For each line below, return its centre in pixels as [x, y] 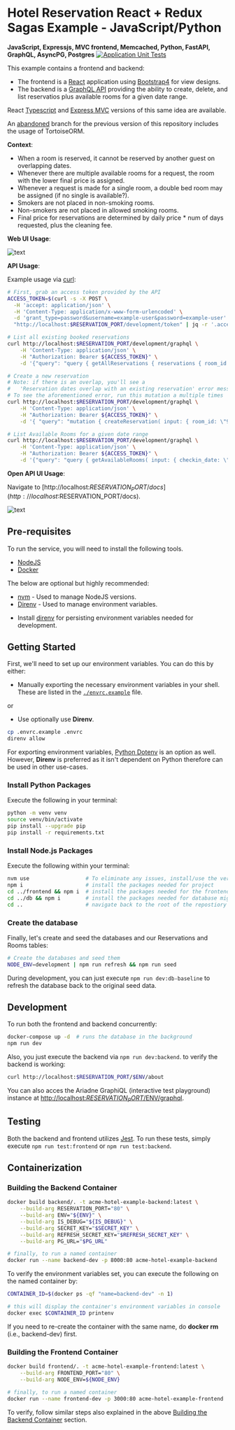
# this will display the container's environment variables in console [114, 1307]
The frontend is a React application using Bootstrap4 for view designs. [119, 81]
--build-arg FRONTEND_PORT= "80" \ [70, 1373]
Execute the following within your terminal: [69, 866]
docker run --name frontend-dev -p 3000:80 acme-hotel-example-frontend [115, 1399]
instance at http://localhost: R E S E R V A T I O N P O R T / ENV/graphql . [96, 1098]
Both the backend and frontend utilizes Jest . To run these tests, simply [109, 1138]
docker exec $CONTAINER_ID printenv [60, 1313]
